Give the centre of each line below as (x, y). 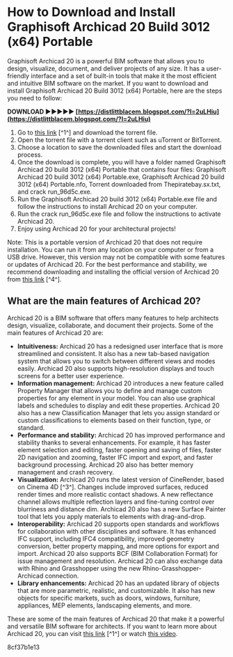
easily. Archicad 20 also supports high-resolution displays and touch (115, 368)
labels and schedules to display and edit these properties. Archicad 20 (119, 405)
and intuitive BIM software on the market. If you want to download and (108, 83)
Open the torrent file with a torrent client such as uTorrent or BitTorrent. (119, 139)
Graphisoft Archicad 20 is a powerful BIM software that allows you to (106, 61)
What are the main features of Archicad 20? (104, 301)
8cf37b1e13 (24, 647)
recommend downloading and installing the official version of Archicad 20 (113, 272)
